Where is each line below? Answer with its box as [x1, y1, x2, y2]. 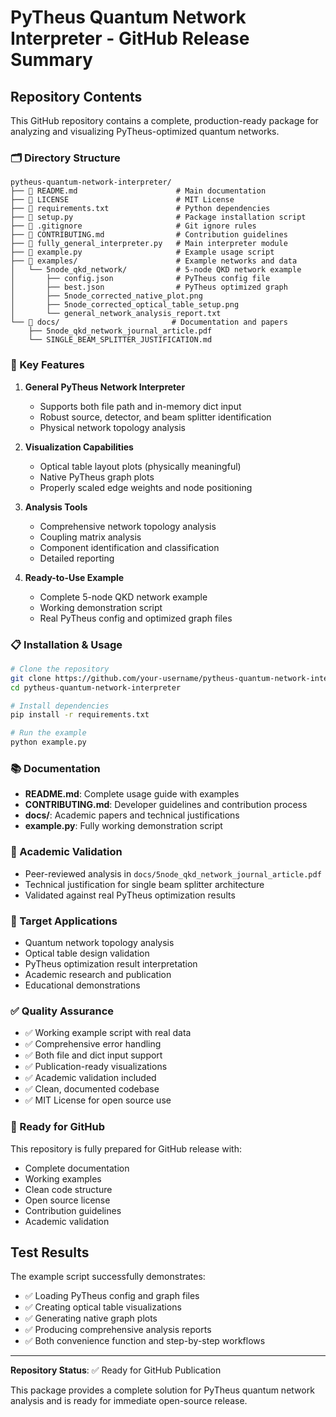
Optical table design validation [24, 947, 150, 959]
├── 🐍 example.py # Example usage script [10, 247, 275, 258]
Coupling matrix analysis [39, 531, 142, 543]
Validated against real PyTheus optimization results [24, 889, 236, 901]
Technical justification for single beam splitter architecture [24, 878, 265, 890]
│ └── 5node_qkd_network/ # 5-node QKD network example [10, 265, 302, 275]
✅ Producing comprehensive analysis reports [24, 1324, 212, 1336]
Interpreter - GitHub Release [10, 27, 250, 50]
